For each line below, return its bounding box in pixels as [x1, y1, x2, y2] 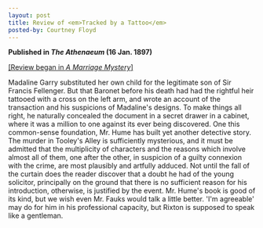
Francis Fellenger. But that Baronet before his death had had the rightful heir [8, 86, 254, 96]
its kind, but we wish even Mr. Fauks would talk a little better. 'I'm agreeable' [8, 194, 255, 204]
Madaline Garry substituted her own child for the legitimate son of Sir [8, 78, 232, 87]
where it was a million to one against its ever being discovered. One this [8, 119, 240, 129]
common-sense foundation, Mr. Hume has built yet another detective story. [8, 128, 252, 137]
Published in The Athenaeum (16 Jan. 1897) [8, 48, 153, 57]
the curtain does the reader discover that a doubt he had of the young [8, 169, 234, 179]
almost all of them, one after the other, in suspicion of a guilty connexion [8, 153, 242, 162]
